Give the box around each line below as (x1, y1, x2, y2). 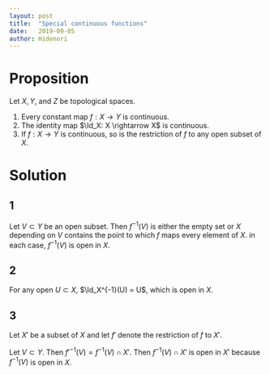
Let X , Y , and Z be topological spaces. (9, 97, 136, 106)
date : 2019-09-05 (9, 27, 75, 35)
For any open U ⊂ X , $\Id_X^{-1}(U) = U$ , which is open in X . (9, 285, 214, 295)
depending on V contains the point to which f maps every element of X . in (9, 230, 255, 239)
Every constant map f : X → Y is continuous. (20, 112, 169, 122)
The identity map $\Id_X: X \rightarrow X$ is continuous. (20, 121, 210, 131)
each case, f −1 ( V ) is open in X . (9, 239, 110, 250)
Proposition (9, 70, 89, 88)
